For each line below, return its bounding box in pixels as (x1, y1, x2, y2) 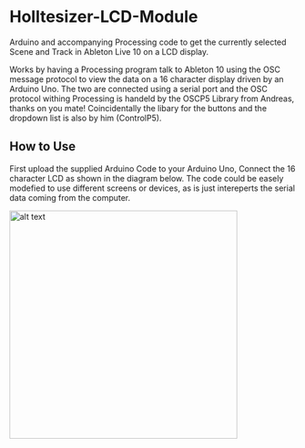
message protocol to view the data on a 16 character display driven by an (9, 73, 284, 84)
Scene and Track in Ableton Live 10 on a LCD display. (9, 46, 209, 57)
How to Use (9, 139, 76, 154)
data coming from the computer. (9, 192, 131, 203)
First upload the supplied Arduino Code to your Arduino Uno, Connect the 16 (9, 162, 296, 174)
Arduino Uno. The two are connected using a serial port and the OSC (9, 83, 269, 94)
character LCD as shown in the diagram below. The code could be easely (9, 172, 284, 183)
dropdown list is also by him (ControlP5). (9, 112, 162, 123)
